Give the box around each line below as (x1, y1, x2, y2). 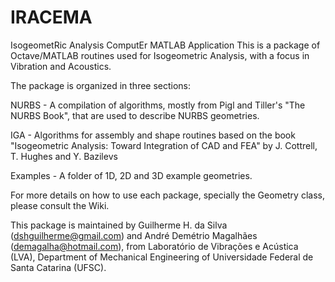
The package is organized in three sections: (10, 79, 192, 91)
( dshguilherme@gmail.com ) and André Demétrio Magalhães (10, 229, 258, 241)
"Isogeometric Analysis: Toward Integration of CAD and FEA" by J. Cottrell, (10, 139, 318, 151)
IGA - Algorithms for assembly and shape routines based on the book (10, 129, 296, 141)
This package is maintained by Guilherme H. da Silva (10, 219, 228, 231)
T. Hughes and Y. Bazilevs (10, 150, 118, 162)
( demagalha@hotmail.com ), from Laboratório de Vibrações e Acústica (10, 240, 299, 252)
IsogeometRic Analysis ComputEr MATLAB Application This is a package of (10, 39, 321, 51)
